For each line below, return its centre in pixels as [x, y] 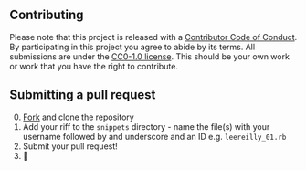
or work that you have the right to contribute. [94, 66]
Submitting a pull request [83, 95]
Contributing [47, 15]
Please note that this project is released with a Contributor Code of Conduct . [153, 37]
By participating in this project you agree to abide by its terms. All [132, 47]
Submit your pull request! [70, 146]
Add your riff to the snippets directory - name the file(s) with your [146, 126]
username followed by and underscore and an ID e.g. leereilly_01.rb [154, 136]
